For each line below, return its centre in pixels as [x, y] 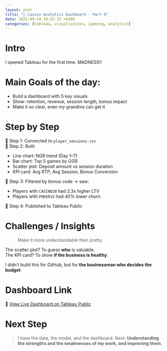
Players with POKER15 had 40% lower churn [56, 196]
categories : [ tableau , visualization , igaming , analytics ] [68, 24]
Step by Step [32, 127]
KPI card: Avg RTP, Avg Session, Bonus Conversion [65, 172]
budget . [13, 270]
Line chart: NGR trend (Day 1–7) [45, 156]
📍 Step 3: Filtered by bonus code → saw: [47, 181]
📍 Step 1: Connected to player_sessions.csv [51, 141]
